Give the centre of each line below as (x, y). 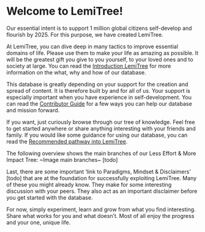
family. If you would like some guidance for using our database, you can (97, 135)
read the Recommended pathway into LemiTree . (67, 141)
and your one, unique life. (39, 222)
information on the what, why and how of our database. (76, 72)
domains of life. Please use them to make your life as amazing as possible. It (102, 53)
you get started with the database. (50, 197)
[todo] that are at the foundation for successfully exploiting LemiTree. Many (102, 178)
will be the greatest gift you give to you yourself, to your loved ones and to (100, 59)
